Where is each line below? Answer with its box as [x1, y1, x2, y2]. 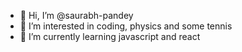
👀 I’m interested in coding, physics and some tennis [19, 20, 233, 32]
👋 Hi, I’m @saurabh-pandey [19, 10, 134, 21]
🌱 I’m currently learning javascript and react [19, 31, 201, 42]
